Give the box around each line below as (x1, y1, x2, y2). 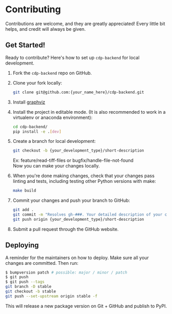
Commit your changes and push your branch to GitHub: (12, 197, 130, 203)
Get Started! (5, 41, 45, 50)
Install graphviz (12, 99, 45, 105)
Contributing (5, 4, 61, 15)
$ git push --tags (5, 279, 45, 285)
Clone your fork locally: (12, 79, 63, 86)
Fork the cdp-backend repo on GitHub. (12, 70, 92, 76)
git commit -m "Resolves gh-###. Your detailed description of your (12, 212, 163, 217)
